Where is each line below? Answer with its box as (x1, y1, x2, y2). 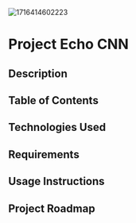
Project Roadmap (8, 202, 95, 215)
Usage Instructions (8, 175, 105, 188)
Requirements (8, 148, 80, 161)
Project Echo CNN (8, 36, 129, 53)
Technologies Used (8, 121, 106, 134)
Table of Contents (8, 94, 99, 107)
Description (8, 67, 68, 80)
